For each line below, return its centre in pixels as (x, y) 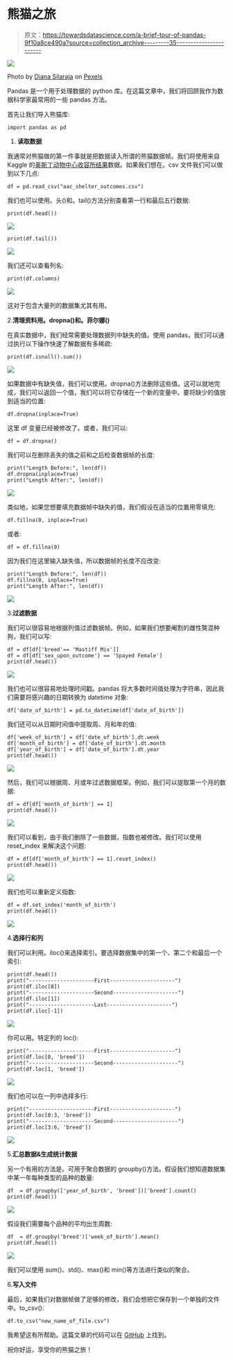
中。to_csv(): (26, 1308)
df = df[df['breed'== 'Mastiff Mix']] (63, 649)
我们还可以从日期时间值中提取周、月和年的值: (72, 724)
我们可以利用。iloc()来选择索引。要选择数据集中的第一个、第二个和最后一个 (115, 952)
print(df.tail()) (32, 238)
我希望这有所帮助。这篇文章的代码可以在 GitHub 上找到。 (89, 1334)
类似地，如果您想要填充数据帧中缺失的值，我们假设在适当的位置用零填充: (112, 507)
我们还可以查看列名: (36, 265)
